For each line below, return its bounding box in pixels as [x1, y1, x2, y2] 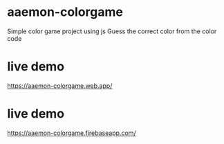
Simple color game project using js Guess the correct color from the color [7, 27, 217, 35]
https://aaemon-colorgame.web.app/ [7, 81, 113, 90]
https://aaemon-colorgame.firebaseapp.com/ [7, 129, 136, 137]
